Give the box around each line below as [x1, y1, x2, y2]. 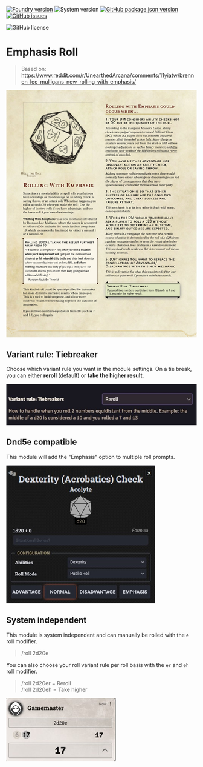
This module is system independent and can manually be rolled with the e [6, 631, 189, 638]
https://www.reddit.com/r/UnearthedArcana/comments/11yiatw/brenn [21, 72, 195, 79]
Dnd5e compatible [6, 437, 77, 447]
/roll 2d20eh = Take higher [21, 686, 88, 693]
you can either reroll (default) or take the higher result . [6, 372, 144, 379]
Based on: [21, 65, 47, 72]
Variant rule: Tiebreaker [6, 349, 98, 360]
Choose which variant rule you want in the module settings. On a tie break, [6, 366, 192, 373]
